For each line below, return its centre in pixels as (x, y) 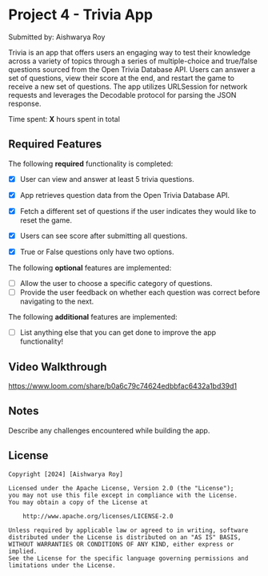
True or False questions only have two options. (97, 252)
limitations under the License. (62, 565)
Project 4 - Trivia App (81, 15)
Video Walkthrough (58, 367)
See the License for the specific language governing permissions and (128, 558)
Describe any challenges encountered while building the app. (109, 430)
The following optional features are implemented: (90, 268)
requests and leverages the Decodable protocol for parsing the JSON (122, 95)
